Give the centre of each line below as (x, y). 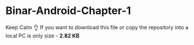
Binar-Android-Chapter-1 (68, 11)
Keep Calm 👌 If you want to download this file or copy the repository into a (97, 27)
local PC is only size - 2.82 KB (43, 36)
